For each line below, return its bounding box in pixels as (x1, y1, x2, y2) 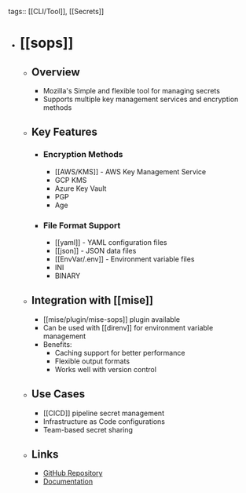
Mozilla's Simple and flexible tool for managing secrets (42, 86, 220, 95)
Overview (31, 65, 80, 79)
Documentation (42, 477, 94, 486)
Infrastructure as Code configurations (42, 416, 165, 426)
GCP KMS (54, 175, 87, 184)
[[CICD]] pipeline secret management (42, 408, 165, 418)
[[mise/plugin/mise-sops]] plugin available (42, 314, 181, 324)
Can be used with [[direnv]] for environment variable (42, 323, 214, 332)
